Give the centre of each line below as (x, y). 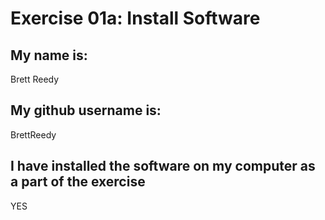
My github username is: (86, 110)
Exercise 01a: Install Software (135, 18)
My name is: (49, 55)
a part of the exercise (78, 182)
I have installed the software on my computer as (163, 166)
